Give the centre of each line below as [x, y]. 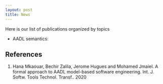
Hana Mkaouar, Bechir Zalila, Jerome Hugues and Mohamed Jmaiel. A [85, 66]
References [24, 54]
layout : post [19, 10]
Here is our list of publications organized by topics [58, 29]
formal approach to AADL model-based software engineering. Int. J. [83, 72]
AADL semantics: [31, 39]
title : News [18, 15]
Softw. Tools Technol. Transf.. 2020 [49, 77]
